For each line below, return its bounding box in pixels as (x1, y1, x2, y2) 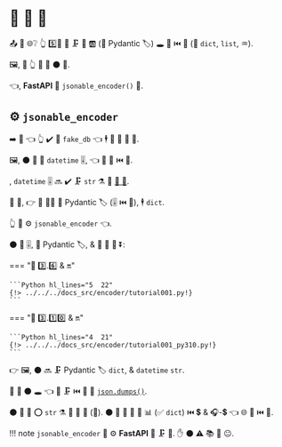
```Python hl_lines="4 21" (9, 332, 114, 341)
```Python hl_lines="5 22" (9, 280, 114, 290)
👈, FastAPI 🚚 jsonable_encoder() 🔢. (9, 80, 144, 91)
